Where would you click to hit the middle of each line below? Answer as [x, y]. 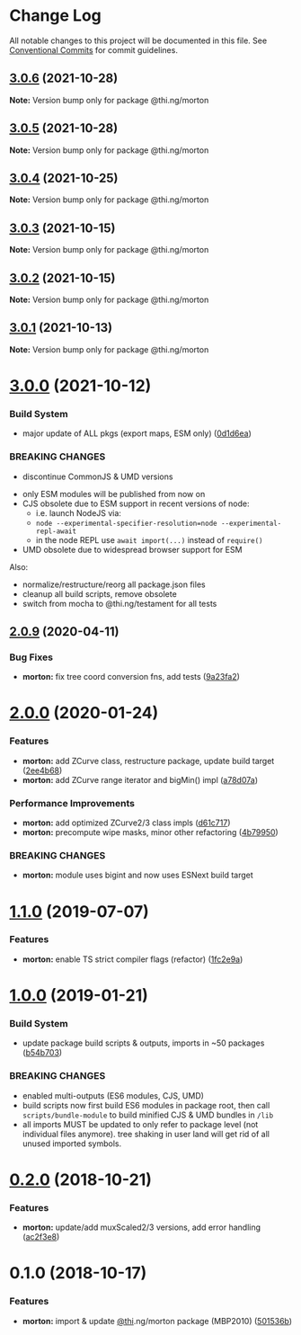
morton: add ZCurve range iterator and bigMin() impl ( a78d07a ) [140, 779]
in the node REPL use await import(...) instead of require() [149, 539]
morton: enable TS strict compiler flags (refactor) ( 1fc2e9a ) [133, 959]
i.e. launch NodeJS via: [78, 512]
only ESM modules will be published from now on [114, 494]
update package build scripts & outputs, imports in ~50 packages [143, 1043]
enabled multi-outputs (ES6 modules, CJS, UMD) [113, 1095]
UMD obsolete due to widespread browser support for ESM [132, 549]
